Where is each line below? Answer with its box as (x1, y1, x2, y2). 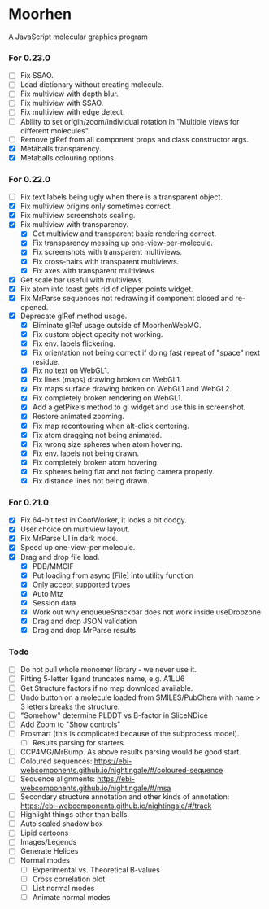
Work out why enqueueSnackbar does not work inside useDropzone (32, 607, 262, 617)
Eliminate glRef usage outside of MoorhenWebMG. (32, 320, 202, 330)
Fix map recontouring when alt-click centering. (32, 421, 189, 430)
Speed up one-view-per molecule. (20, 543, 136, 553)
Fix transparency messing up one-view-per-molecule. (32, 238, 214, 248)
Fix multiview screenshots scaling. (20, 211, 136, 221)
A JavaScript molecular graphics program (8, 32, 148, 42)
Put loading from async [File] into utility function (32, 570, 193, 580)
